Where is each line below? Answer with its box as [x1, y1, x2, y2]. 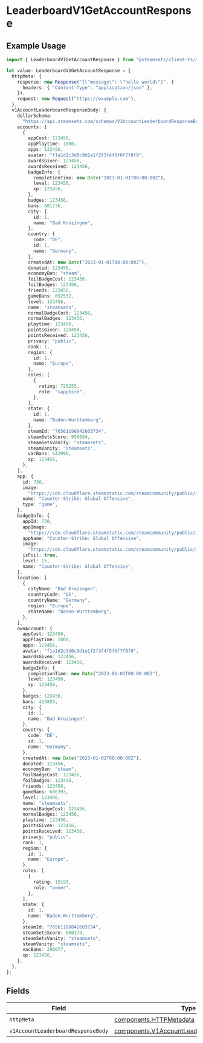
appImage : [22, 524, 47, 530]
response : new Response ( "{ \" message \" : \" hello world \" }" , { [17, 79, 175, 85]
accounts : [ [17, 124, 47, 130]
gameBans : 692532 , [28, 293, 74, 299]
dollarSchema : [17, 113, 53, 119]
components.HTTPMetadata [114, 1016, 195, 1024]
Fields [6, 986, 30, 996]
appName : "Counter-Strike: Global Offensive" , [22, 535, 142, 541]
